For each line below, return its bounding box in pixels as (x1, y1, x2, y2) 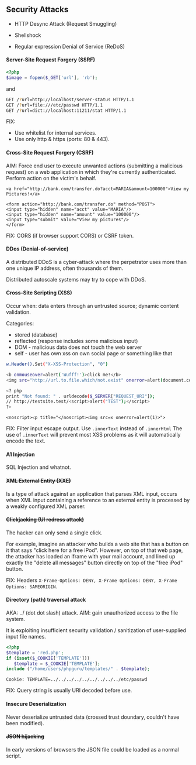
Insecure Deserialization (6, 700, 67, 707)
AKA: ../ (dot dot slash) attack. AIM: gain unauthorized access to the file (6, 609, 178, 616)
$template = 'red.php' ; (6, 650, 64, 656)
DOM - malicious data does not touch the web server (14, 344, 142, 351)
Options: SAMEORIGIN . (6, 582, 58, 590)
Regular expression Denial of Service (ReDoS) (14, 43, 125, 50)
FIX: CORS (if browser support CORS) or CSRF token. (6, 232, 134, 239)
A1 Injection (6, 451, 35, 458)
